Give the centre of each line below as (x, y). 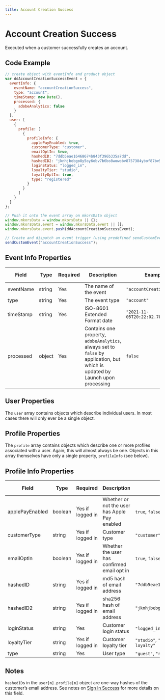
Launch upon (100, 377)
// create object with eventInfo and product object (60, 74)
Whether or (115, 500)
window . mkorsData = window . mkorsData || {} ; (51, 220)
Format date (99, 321)
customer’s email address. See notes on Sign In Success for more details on (82, 688)
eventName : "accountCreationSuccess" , (54, 88)
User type (114, 653)
